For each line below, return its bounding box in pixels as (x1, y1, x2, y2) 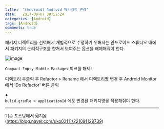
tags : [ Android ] (5, 21, 38, 26)
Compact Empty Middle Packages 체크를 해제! (5, 66, 92, 72)
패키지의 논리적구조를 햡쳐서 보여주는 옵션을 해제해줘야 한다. (10, 46, 125, 52)
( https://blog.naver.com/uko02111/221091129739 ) (5, 118, 103, 124)
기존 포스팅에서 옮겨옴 (5, 113, 47, 119)
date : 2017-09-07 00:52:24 (5, 12, 64, 17)
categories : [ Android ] (5, 16, 51, 21)
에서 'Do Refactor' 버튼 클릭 (5, 82, 59, 88)
